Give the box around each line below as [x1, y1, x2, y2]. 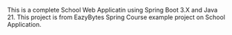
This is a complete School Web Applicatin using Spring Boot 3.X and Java [7, 6, 218, 14]
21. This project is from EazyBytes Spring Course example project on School [7, 13, 226, 21]
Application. [7, 21, 42, 28]
